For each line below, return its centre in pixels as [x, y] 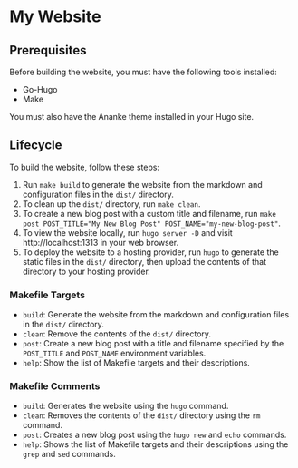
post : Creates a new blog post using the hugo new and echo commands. [154, 435]
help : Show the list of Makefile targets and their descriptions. [136, 363]
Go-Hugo [40, 89]
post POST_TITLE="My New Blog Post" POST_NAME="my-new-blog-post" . [151, 223]
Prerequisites [48, 50]
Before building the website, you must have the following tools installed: [144, 72]
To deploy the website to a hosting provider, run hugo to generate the [150, 252]
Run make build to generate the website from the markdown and [142, 184]
